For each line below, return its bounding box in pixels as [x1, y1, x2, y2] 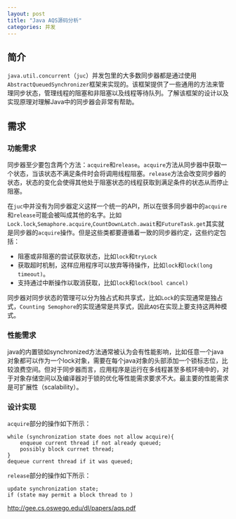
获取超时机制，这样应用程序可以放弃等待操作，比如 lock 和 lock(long [17, 261, 213, 269]
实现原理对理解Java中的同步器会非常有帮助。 [7, 98, 138, 106]
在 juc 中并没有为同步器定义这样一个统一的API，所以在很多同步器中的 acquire [7, 201, 227, 210]
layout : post [7, 10, 46, 18]
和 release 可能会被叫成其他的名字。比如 [7, 211, 122, 219]
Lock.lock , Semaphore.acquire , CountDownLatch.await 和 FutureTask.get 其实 [7, 219, 218, 227]
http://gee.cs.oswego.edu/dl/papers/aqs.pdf [7, 504, 136, 513]
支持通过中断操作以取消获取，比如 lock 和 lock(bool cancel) [17, 278, 189, 287]
